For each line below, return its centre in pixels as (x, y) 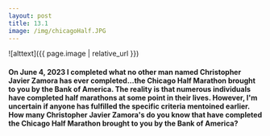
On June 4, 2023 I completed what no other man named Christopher (125, 72)
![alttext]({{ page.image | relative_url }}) (74, 54)
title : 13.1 (28, 23)
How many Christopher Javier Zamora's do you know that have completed (135, 114)
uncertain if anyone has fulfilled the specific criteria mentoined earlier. (129, 106)
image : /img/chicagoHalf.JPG (57, 31)
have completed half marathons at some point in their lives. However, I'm (133, 97)
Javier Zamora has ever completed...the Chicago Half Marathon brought (132, 80)
